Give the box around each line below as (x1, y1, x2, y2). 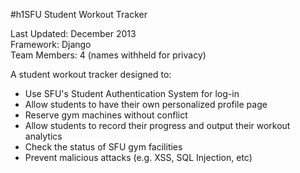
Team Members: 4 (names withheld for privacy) (10, 49, 207, 61)
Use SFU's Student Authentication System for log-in (24, 88, 240, 99)
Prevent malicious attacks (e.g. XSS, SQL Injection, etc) (24, 152, 253, 163)
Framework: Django (10, 39, 92, 50)
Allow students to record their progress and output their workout (24, 120, 291, 131)
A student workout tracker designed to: (10, 69, 172, 80)
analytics (24, 130, 63, 142)
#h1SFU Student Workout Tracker (10, 9, 148, 20)
